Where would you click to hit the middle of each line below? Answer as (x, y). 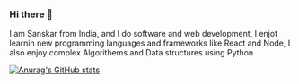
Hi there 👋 (31, 14)
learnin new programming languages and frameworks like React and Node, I (150, 43)
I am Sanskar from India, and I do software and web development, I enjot (144, 34)
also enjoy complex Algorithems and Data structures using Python (132, 53)
